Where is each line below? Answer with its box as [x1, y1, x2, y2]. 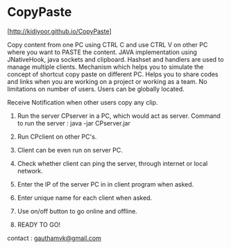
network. [17, 166, 43, 175]
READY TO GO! [17, 220, 61, 229]
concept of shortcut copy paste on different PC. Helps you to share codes [7, 70, 219, 78]
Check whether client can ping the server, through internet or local [17, 159, 208, 167]
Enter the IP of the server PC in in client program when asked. [17, 180, 194, 188]
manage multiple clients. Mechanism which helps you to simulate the [7, 62, 204, 71]
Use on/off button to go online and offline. [17, 207, 137, 215]
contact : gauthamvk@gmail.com [7, 234, 102, 242]
